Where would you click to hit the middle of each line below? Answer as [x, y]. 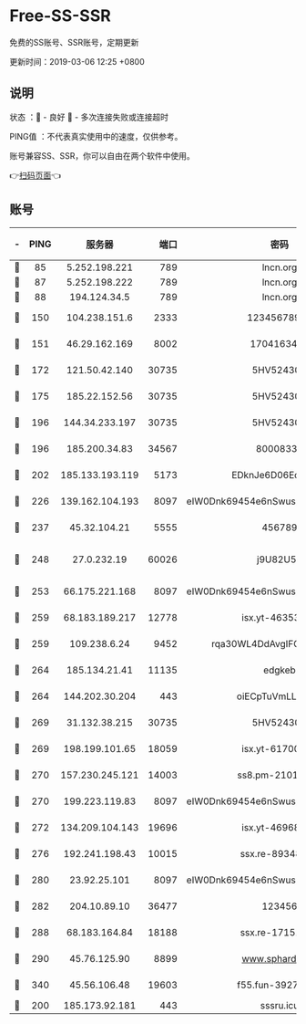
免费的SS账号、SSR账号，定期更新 [74, 42]
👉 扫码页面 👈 [36, 175]
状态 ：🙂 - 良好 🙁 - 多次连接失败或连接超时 [89, 117]
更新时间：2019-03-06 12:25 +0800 [77, 61]
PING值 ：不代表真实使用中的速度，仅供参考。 [96, 136]
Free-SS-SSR [60, 16]
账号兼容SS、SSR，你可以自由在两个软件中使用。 [102, 155]
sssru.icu [280, 1005]
